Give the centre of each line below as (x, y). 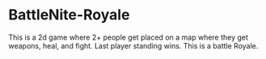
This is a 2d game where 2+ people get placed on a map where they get (129, 37)
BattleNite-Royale (69, 15)
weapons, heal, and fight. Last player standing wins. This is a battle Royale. (133, 45)
